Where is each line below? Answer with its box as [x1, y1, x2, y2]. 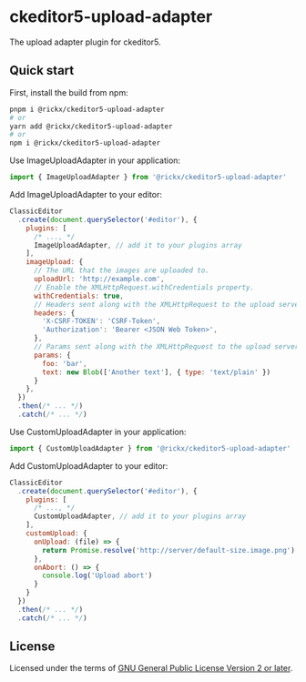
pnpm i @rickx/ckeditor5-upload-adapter [9, 105, 166, 114]
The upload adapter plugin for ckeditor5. [9, 36, 161, 47]
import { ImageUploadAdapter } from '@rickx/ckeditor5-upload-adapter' [9, 173, 287, 182]
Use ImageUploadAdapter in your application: [9, 155, 180, 166]
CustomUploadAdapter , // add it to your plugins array [33, 512, 247, 521]
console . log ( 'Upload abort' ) [42, 571, 153, 580]
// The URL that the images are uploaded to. [33, 266, 209, 275]
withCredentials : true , [33, 291, 125, 300]
